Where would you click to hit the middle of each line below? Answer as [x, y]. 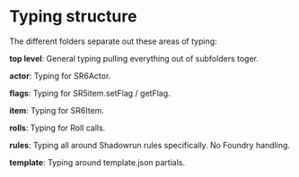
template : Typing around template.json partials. [97, 162]
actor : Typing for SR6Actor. [60, 76]
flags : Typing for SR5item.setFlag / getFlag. [90, 93]
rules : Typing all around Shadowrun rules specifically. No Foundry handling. [149, 145]
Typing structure [73, 17]
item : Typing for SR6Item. [57, 110]
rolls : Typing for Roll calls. [57, 128]
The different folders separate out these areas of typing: [113, 41]
